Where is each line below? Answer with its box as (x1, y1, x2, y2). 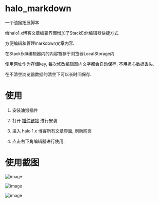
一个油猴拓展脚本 (5, 19, 39, 25)
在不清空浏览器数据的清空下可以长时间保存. (5, 71, 92, 77)
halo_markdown (5, 3, 71, 14)
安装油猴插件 (12, 107, 38, 113)
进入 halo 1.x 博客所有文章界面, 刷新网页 (12, 128, 92, 134)
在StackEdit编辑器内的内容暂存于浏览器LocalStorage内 (5, 51, 115, 56)
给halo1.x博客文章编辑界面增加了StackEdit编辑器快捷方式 (5, 30, 119, 36)
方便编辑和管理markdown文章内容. (5, 40, 74, 46)
